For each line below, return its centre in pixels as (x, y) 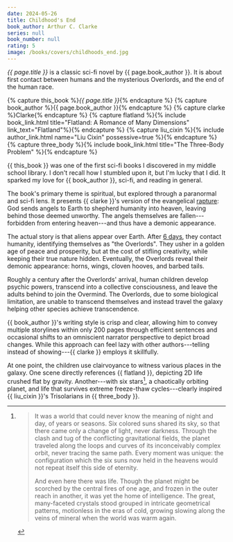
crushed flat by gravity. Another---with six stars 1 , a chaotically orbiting (108, 380)
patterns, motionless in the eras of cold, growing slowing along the (130, 510)
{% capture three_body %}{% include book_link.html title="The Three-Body (115, 144)
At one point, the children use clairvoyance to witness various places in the (114, 365)
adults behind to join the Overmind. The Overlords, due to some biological (113, 294)
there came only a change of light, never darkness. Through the (126, 430)
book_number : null (34, 40)
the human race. (31, 87)
